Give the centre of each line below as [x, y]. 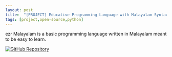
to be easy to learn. [26, 39]
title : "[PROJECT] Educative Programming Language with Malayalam [79, 15]
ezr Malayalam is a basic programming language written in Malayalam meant [86, 34]
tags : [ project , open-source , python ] [44, 19]
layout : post [19, 10]
